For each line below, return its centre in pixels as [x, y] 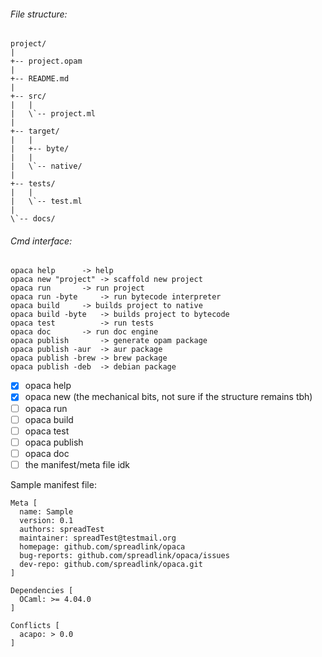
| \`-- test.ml [46, 201]
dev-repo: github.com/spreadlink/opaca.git [111, 564]
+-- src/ [28, 96]
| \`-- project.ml [53, 114]
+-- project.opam [46, 61]
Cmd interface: [41, 241]
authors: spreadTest [62, 529]
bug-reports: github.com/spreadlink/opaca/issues [124, 555]
